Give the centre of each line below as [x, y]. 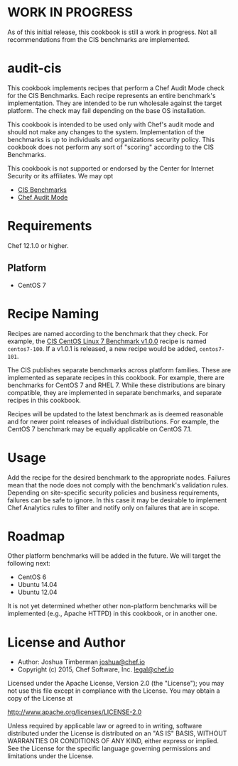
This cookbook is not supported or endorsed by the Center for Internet [111, 168]
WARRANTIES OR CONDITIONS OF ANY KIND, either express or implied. [113, 741]
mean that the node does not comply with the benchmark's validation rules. [118, 485]
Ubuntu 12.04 [37, 592]
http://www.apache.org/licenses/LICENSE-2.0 [75, 712]
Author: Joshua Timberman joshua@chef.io [81, 662]
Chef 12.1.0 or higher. [38, 245]
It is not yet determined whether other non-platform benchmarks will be [112, 606]
